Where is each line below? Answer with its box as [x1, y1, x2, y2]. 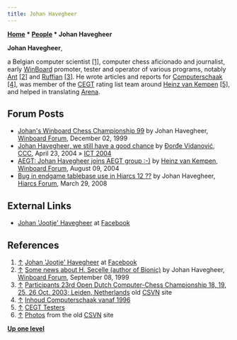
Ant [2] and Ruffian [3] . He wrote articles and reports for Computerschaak [7, 72, 223, 81]
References [7, 239, 59, 251]
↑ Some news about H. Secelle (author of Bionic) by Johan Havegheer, [17, 266, 225, 274]
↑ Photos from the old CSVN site [17, 311, 115, 319]
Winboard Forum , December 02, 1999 [17, 134, 128, 142]
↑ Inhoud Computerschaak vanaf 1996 [17, 295, 131, 305]
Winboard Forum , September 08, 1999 [17, 273, 129, 282]
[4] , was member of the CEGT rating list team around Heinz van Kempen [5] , [7, 79, 230, 89]
